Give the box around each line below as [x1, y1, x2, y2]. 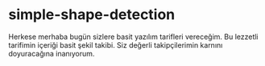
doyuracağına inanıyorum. [8, 49, 95, 58]
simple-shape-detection [8, 6, 176, 24]
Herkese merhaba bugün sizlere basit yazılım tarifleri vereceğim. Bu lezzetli [8, 32, 259, 41]
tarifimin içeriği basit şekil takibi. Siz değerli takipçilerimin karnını [8, 40, 223, 49]
